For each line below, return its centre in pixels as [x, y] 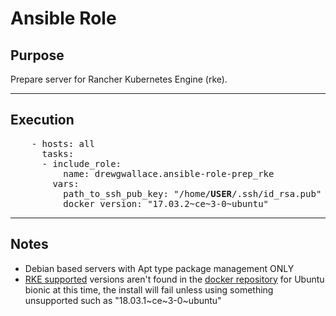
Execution [42, 120]
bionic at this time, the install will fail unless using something [149, 289]
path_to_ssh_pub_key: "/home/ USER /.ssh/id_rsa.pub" [192, 193]
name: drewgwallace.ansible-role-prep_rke [169, 173]
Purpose [37, 55]
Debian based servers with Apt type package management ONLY [159, 268]
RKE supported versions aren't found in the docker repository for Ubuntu [174, 279]
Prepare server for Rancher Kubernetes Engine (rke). [119, 79]
